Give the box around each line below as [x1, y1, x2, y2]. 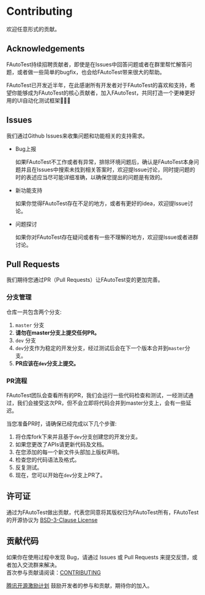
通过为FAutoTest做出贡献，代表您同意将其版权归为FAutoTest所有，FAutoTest [6, 508, 199, 516]
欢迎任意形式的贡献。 [6, 25, 60, 33]
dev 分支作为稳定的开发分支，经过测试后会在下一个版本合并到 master [15, 344, 185, 351]
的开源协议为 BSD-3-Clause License [6, 516, 98, 523]
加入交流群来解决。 [11, 561, 60, 569]
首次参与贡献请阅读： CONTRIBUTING [6, 569, 101, 576]
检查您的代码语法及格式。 [15, 456, 80, 463]
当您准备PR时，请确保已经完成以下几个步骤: [6, 419, 117, 427]
